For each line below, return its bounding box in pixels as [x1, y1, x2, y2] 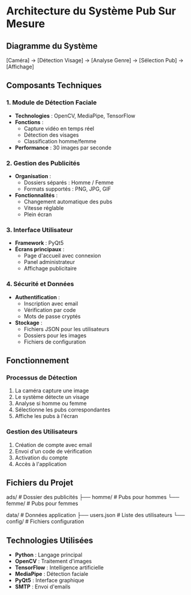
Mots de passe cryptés [23, 312, 81, 320]
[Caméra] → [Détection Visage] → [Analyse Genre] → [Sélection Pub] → [6, 57, 184, 64]
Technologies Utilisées [6, 535, 93, 545]
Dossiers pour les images [23, 332, 87, 339]
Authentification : [14, 293, 60, 300]
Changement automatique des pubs [23, 198, 113, 205]
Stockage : [14, 319, 43, 326]
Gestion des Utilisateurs [6, 428, 78, 436]
